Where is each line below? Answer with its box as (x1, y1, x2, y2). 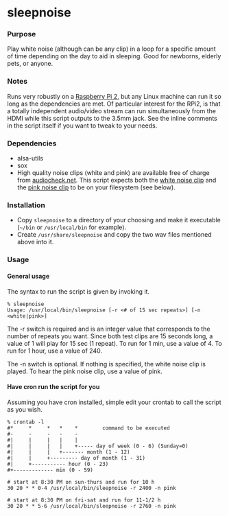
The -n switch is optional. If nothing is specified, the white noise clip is (7, 360, 206, 368)
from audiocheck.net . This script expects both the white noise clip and (16, 176, 217, 185)
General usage (7, 272, 50, 280)
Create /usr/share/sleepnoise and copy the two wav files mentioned (16, 231, 212, 239)
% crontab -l (7, 419, 45, 425)
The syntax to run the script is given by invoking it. (7, 287, 149, 296)
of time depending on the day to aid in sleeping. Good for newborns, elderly (7, 52, 221, 60)
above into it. (16, 238, 54, 246)
